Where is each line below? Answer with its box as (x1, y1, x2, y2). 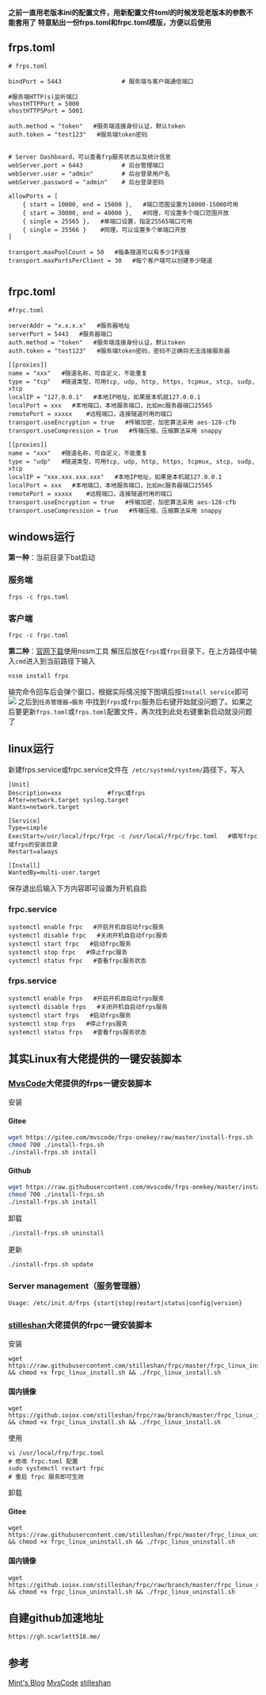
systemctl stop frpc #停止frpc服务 (8, 949, 128, 957)
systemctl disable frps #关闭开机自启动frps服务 (8, 1004, 168, 1011)
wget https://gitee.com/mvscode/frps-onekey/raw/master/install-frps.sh (8, 1134, 253, 1142)
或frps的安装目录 (8, 841, 58, 849)
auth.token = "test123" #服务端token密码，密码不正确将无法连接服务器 (8, 347, 230, 355)
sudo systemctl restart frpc (8, 1465, 104, 1473)
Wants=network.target (8, 803, 80, 811)
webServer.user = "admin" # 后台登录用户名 (8, 170, 170, 178)
